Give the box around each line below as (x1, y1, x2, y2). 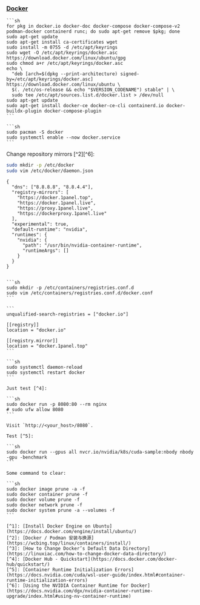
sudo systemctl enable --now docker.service (6, 134, 121, 141)
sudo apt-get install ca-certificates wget (6, 39, 118, 45)
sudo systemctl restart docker (6, 369, 85, 376)
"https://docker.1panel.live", (17, 200, 96, 207)
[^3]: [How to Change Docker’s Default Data (6, 546, 121, 552)
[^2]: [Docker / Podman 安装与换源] (6, 535, 95, 541)
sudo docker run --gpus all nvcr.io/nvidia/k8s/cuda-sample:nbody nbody (6, 449, 194, 455)
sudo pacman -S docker (6, 129, 64, 136)
